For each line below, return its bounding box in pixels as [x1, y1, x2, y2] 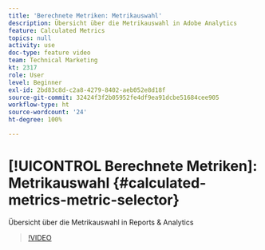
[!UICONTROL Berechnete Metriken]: [8, 157, 258, 176]
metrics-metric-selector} [8, 191, 180, 209]
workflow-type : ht [8, 101, 69, 109]
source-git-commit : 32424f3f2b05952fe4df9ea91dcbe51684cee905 [8, 93, 220, 101]
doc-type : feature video [8, 49, 91, 57]
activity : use [8, 42, 56, 50]
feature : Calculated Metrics [8, 26, 105, 34]
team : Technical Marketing [8, 57, 98, 65]
